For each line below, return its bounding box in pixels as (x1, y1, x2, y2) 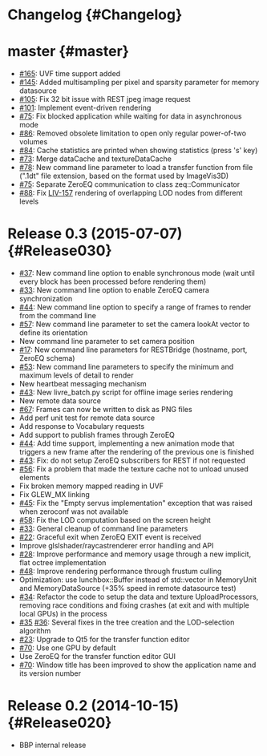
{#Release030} (7, 242, 113, 260)
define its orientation (18, 328, 88, 338)
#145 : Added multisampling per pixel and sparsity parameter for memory (18, 78, 260, 87)
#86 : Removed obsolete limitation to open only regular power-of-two (18, 128, 246, 138)
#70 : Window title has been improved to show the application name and (18, 660, 257, 670)
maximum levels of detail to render (18, 370, 134, 380)
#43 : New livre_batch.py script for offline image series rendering (18, 387, 233, 398)
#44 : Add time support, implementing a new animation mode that (18, 439, 235, 448)
